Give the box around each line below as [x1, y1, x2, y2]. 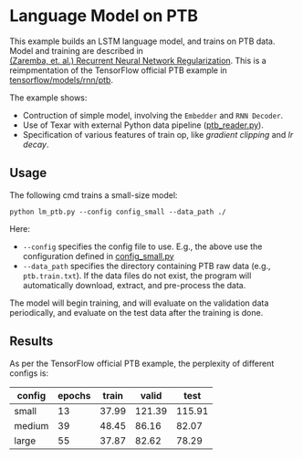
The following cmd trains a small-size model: [9, 189, 178, 201]
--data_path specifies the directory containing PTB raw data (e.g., [22, 260, 271, 271]
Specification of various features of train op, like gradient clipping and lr [22, 129, 294, 140]
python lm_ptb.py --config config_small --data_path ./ [9, 207, 226, 216]
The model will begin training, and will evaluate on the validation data [9, 297, 269, 308]
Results [9, 334, 54, 349]
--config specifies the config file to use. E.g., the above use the [22, 241, 263, 252]
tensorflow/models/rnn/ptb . [9, 74, 114, 85]
